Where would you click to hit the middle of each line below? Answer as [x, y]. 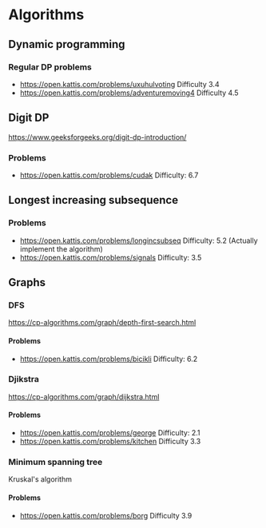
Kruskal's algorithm [40, 479]
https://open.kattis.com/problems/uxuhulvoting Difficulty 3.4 [119, 84]
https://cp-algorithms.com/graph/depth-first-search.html [102, 323]
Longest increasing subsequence [93, 200]
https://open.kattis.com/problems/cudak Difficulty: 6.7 [109, 175]
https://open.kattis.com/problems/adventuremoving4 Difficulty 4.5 [129, 93]
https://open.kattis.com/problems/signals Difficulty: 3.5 [111, 257]
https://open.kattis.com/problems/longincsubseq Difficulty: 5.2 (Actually [139, 240]
